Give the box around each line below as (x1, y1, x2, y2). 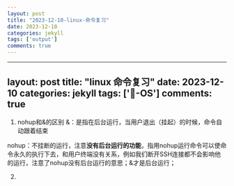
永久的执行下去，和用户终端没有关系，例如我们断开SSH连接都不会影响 (13, 150, 215, 158)
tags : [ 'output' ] (7, 36, 58, 43)
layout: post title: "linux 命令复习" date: (7, 76, 180, 88)
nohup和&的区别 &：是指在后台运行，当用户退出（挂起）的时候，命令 (17, 117, 217, 126)
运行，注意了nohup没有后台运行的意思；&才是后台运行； (13, 158, 176, 167)
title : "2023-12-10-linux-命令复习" (7, 17, 109, 24)
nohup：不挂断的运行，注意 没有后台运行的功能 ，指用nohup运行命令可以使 (7, 141, 221, 149)
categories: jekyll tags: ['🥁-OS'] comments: (19, 87, 212, 99)
